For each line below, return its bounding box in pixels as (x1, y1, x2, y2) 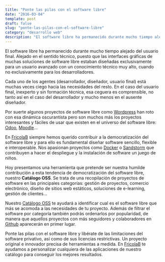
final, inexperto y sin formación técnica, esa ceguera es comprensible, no (5, 89, 154, 95)
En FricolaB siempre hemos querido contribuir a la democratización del (5, 134, 149, 140)
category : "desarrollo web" (5, 30, 63, 35)
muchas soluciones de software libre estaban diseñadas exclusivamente (5, 58, 152, 64)
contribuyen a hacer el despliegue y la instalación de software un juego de (5, 149, 156, 155)
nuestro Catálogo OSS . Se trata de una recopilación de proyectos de (5, 175, 144, 181)
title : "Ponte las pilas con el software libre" (5, 7, 107, 12)
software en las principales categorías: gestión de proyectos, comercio (5, 180, 149, 186)
